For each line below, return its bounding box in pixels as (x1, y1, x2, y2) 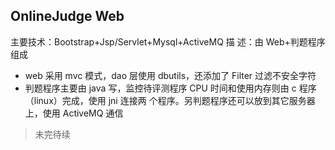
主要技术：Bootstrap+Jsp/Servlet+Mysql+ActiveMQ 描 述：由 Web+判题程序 (10, 35, 326, 48)
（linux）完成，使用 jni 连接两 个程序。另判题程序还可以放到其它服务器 (24, 94, 316, 106)
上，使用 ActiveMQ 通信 (24, 107, 124, 119)
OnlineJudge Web (10, 8, 125, 25)
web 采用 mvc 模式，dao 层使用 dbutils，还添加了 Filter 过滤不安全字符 (24, 69, 317, 81)
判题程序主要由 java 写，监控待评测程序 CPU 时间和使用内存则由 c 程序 (24, 82, 317, 94)
